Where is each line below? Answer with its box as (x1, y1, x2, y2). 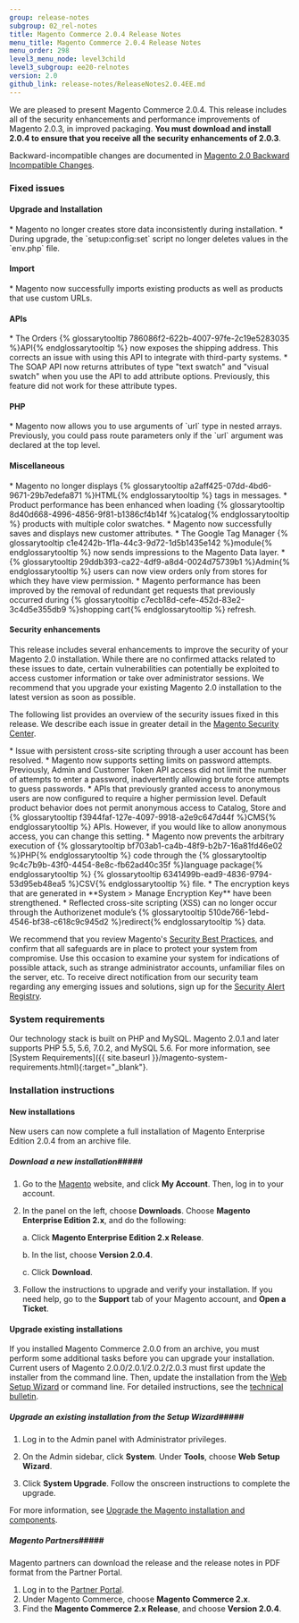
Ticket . (21, 1303, 49, 1314)
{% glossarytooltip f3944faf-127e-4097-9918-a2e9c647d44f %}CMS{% (9, 811, 277, 823)
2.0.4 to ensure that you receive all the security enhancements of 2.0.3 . (9, 132, 281, 143)
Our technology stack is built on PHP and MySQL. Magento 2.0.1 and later (9, 1034, 279, 1044)
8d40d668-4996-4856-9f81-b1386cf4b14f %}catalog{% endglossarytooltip (9, 509, 290, 520)
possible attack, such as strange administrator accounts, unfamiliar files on (9, 962, 286, 973)
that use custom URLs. (9, 292, 93, 303)
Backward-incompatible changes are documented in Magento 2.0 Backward (9, 149, 290, 161)
